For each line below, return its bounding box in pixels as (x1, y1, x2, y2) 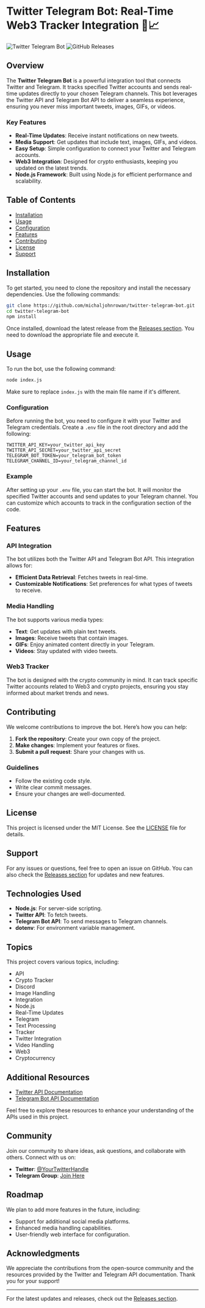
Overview (6, 60, 45, 71)
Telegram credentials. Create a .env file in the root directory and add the (6, 423, 188, 431)
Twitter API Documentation (15, 1089, 84, 1096)
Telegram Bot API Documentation (15, 1095, 99, 1102)
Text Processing (15, 1022, 56, 1029)
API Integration (6, 541, 52, 550)
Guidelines (6, 763, 39, 772)
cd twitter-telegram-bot (6, 308, 70, 314)
